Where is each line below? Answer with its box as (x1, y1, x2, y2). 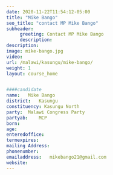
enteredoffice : (6, 132, 45, 138)
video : (6, 54, 23, 60)
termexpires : (6, 137, 39, 144)
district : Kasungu (6, 98, 59, 104)
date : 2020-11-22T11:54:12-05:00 (6, 8, 91, 15)
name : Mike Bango (6, 92, 56, 98)
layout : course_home (6, 71, 59, 77)
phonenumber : (6, 148, 39, 154)
